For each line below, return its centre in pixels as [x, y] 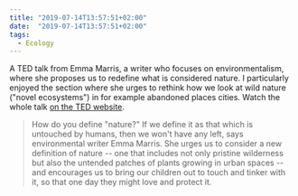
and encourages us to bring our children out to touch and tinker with [158, 173]
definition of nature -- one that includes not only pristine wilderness [158, 154]
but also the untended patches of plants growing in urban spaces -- [158, 163]
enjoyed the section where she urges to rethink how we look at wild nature [148, 88]
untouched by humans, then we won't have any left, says [137, 134]
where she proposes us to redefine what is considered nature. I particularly [149, 79]
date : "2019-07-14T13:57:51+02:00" [78, 26]
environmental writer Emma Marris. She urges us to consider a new [157, 144]
